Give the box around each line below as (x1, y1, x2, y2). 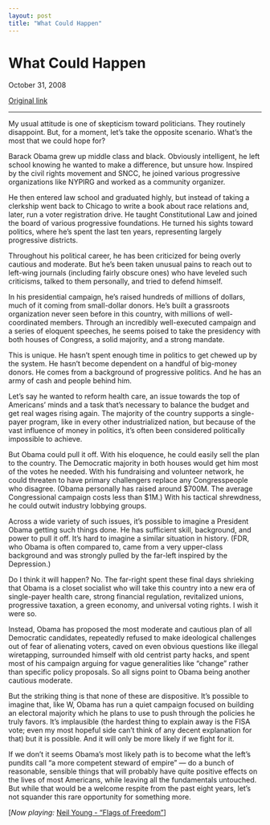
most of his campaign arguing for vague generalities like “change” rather (8, 659, 249, 668)
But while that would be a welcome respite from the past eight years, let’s (8, 784, 252, 794)
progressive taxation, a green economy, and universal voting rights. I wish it (8, 600, 259, 611)
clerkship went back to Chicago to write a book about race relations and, (8, 202, 249, 211)
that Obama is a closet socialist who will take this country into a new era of (8, 583, 256, 593)
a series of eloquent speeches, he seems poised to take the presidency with (8, 326, 261, 336)
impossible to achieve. (8, 435, 83, 444)
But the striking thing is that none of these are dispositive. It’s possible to (8, 692, 249, 701)
